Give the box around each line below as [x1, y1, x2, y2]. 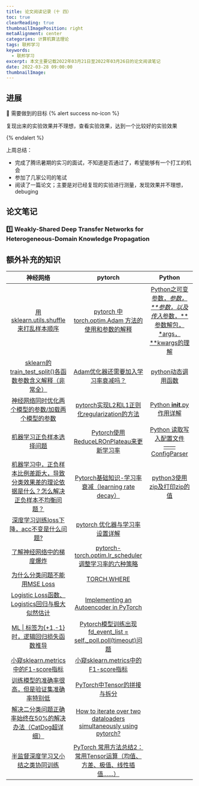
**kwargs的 [149, 339, 184, 347]
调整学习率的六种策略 [78, 560, 138, 568]
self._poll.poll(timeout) [74, 636, 137, 645]
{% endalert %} [6, 134, 44, 141]
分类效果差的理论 [11, 478, 59, 487]
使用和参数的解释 [84, 325, 132, 334]
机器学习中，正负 [11, 461, 59, 469]
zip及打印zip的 [149, 483, 190, 491]
